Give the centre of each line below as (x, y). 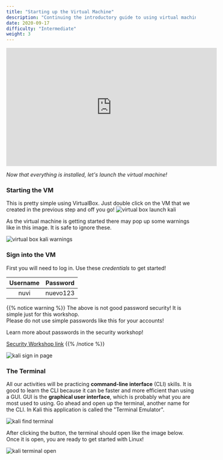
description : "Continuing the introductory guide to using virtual (93, 17)
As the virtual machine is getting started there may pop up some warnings (98, 221)
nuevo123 (60, 293)
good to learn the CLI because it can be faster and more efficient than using (100, 390)
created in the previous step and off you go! (61, 210)
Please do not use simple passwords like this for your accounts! (85, 320)
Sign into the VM (31, 255)
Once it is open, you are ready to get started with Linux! (75, 440)
